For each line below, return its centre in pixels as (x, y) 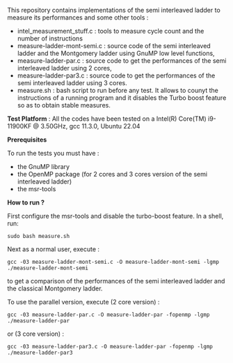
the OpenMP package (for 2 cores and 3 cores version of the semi (112, 174)
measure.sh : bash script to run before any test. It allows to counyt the (118, 90)
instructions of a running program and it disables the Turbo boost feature (122, 98)
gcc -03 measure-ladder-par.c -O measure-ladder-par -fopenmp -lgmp (109, 315)
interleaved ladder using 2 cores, (65, 68)
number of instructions (50, 38)
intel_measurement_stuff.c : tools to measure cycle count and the (111, 31)
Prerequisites (27, 140)
